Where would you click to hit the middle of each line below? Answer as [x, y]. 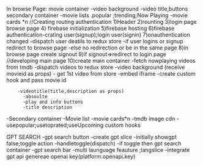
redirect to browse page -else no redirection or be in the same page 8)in [97, 48]
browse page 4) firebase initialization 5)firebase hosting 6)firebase [90, 28]
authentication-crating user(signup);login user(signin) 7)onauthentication [98, 35]
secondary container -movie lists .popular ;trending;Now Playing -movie [97, 15]
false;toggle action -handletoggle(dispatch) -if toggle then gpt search [94, 143]
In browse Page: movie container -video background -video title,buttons [97, 9]
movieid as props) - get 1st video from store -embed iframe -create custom [101, 74]
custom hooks [123, 125]
